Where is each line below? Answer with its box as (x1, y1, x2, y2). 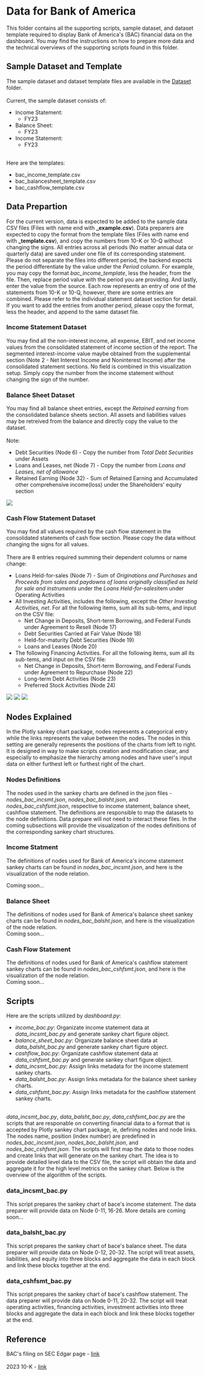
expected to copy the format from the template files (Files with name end (6, 230, 189, 238)
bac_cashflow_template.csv (15, 184, 85, 191)
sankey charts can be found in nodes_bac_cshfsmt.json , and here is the (6, 965, 186, 973)
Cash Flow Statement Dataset (6, 514, 96, 523)
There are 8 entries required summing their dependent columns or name (6, 554, 188, 561)
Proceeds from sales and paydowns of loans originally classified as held (15, 579, 198, 586)
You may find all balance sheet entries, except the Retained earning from (6, 405, 189, 412)
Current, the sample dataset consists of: (6, 97, 107, 104)
